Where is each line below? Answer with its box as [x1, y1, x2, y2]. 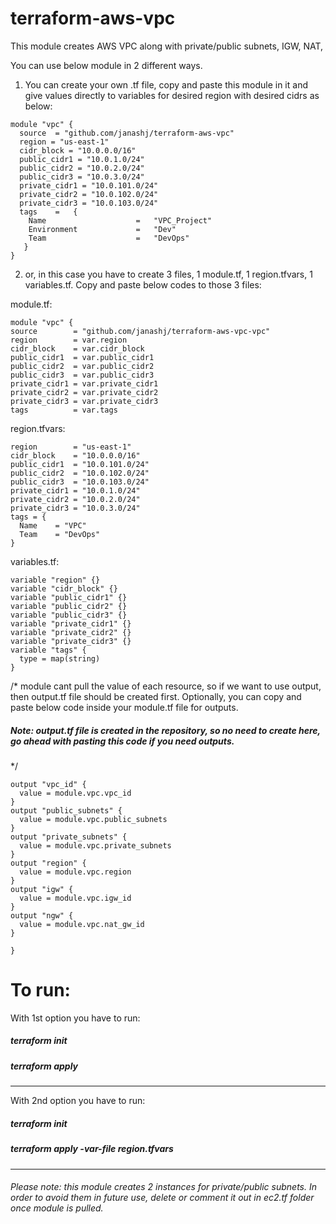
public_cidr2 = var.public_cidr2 [10, 361, 155, 371]
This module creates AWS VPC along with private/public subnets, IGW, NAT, [10, 40, 324, 52]
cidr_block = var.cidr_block [10, 343, 145, 354]
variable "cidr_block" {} [10, 583, 118, 594]
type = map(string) [19, 653, 101, 664]
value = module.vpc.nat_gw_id [19, 919, 145, 929]
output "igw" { [10, 884, 74, 894]
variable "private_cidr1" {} [10, 618, 132, 629]
